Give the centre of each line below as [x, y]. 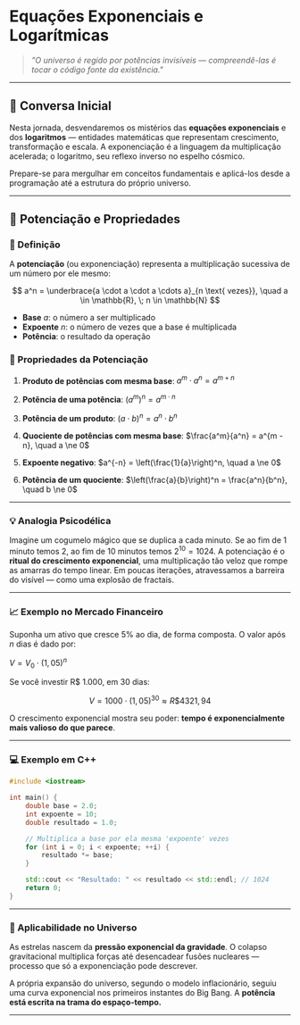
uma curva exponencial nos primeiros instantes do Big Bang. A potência [142, 993]
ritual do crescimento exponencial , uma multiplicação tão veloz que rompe [149, 561]
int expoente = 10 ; [62, 814]
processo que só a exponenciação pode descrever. [104, 966]
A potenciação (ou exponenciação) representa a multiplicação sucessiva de [150, 264]
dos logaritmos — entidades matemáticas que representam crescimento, [144, 137]
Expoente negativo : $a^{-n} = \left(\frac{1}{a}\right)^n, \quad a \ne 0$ [151, 462]
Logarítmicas [59, 35]
